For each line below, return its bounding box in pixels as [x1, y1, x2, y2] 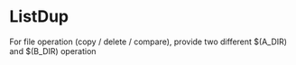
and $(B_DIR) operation [9, 45, 97, 56]
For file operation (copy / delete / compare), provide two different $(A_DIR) [9, 36, 287, 47]
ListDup [9, 6, 69, 27]
